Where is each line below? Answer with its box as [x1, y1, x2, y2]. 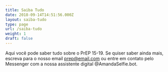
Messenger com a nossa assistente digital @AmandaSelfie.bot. [5, 61, 138, 67]
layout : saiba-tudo [5, 17, 47, 22]
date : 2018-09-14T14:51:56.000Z [5, 12, 74, 17]
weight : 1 [5, 31, 26, 36]
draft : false [5, 36, 33, 41]
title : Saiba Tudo [5, 7, 44, 13]
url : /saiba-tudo [5, 27, 42, 32]
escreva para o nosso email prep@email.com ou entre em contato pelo [5, 55, 154, 61]
